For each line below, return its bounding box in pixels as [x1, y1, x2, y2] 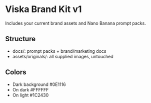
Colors [5, 68, 26, 76]
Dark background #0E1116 [12, 81, 66, 87]
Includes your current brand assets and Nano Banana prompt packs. [5, 20, 146, 26]
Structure [5, 35, 36, 43]
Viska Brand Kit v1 [5, 4, 82, 15]
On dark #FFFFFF [12, 86, 49, 92]
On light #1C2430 [12, 92, 49, 98]
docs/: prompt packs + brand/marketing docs [12, 48, 106, 54]
